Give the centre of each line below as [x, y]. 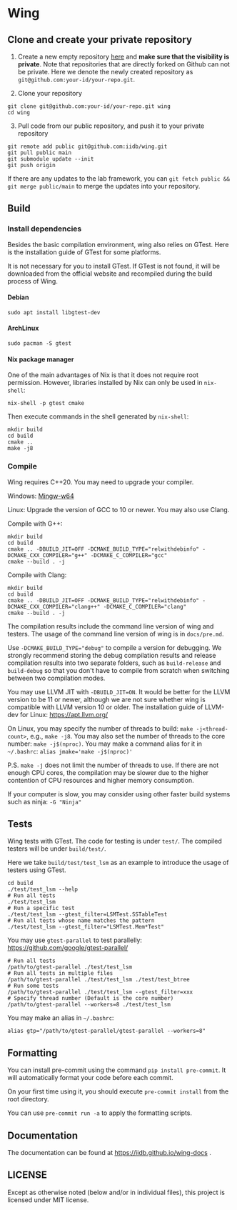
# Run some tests [33, 986]
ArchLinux [23, 328]
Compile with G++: [35, 524]
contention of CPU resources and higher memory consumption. [101, 780]
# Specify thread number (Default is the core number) [91, 999]
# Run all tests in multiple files [60, 974]
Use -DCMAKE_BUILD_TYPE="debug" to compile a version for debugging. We [115, 647]
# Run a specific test [41, 909]
